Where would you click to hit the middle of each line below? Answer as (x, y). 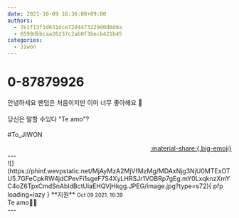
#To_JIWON (25, 134)
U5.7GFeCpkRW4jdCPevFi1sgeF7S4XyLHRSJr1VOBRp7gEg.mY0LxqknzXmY (119, 178)
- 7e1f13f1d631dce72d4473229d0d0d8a (68, 27)
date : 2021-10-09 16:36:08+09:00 (57, 14)
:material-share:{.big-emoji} (191, 148)
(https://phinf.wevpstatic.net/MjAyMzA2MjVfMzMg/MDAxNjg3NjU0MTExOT (119, 170)
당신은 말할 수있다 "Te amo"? (48, 119)
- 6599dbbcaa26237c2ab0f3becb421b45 (68, 34)
